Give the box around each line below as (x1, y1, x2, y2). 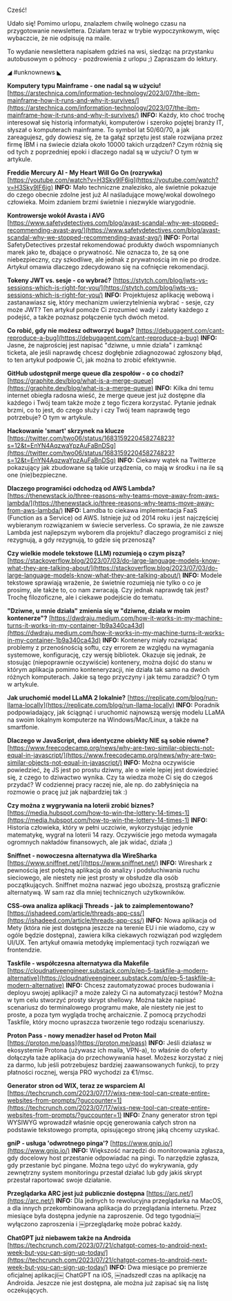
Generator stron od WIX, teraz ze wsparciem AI (7, 1082, 145, 1089)
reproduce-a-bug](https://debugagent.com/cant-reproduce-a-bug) (7, 334, 200, 342)
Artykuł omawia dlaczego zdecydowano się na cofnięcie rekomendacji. (7, 263, 209, 271)
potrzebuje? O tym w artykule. (7, 413, 93, 421)
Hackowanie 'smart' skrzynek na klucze (7, 427, 125, 435)
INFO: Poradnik (175, 701, 220, 709)
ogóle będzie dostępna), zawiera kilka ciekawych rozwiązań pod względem (7, 931, 222, 939)
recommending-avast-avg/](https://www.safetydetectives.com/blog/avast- (7, 226, 221, 234)
